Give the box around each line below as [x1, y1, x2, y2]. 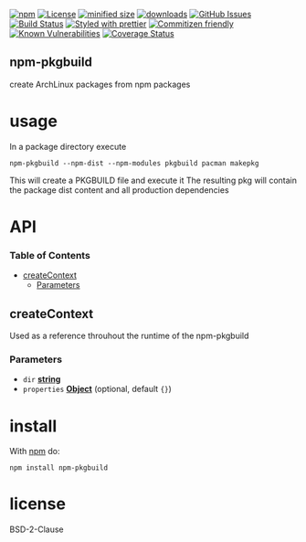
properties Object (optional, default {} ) [22, 384, 172, 395]
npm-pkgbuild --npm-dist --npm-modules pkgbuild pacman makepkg [9, 158, 259, 168]
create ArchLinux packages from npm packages [9, 79, 191, 90]
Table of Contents [9, 249, 91, 261]
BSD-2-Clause [9, 524, 64, 535]
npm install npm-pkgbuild [9, 463, 108, 473]
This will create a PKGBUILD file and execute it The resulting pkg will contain [9, 175, 298, 186]
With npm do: [9, 446, 61, 457]
